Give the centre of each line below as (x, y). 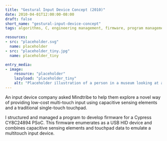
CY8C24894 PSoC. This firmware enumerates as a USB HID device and (79, 123)
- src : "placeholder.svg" (32, 42)
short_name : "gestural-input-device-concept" (53, 24)
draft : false (19, 19)
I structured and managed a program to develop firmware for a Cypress (78, 117)
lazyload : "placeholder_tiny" (45, 78)
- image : (14, 69)
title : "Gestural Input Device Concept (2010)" (55, 10)
